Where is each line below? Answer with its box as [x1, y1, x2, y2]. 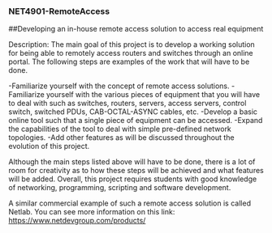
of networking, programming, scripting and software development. [8, 183, 231, 193]
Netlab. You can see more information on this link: [8, 207, 175, 217]
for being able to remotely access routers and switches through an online [8, 49, 253, 58]
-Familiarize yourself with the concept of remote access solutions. [8, 81, 230, 91]
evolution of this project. [8, 142, 90, 151]
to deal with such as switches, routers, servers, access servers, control [8, 99, 247, 108]
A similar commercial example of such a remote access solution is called [8, 198, 252, 208]
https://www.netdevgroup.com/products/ [8, 216, 146, 226]
